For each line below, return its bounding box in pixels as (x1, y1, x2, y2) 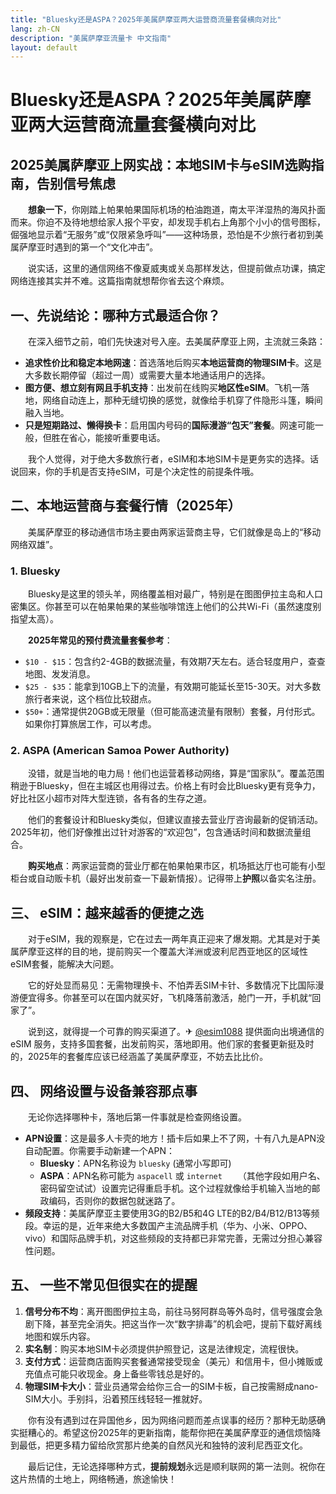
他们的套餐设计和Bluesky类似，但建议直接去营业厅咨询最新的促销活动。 (27, 814, 323, 826)
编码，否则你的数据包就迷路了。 (48, 1195, 181, 1207)
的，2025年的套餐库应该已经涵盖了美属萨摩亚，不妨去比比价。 (10, 1051, 269, 1063)
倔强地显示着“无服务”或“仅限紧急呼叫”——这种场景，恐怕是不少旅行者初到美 (10, 229, 324, 241)
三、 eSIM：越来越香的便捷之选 (10, 904, 204, 921)
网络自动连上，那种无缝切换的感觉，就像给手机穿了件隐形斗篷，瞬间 (42, 394, 323, 406)
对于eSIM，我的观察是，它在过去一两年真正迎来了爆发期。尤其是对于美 (27, 933, 321, 945)
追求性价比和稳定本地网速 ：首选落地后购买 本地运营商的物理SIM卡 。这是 (24, 357, 322, 369)
